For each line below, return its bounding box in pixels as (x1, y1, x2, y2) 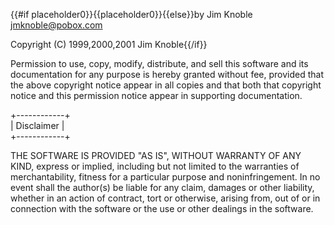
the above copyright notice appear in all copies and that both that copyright (10, 79, 322, 91)
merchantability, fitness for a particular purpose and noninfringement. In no (10, 171, 321, 183)
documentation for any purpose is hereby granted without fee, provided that (10, 69, 324, 80)
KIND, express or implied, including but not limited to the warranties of (10, 160, 300, 172)
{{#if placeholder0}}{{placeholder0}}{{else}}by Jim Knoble (10, 9, 253, 20)
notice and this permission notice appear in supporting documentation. (10, 90, 303, 101)
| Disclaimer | (10, 120, 65, 131)
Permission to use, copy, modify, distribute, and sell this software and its (10, 58, 309, 69)
